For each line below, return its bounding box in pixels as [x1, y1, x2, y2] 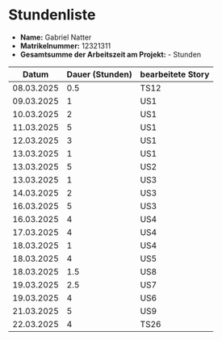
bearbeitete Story [140, 69, 210, 80]
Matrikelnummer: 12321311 [19, 40, 111, 50]
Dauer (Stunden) [66, 69, 133, 80]
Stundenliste [8, 6, 96, 24]
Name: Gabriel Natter [19, 32, 92, 42]
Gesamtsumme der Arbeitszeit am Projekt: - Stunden [19, 49, 202, 59]
